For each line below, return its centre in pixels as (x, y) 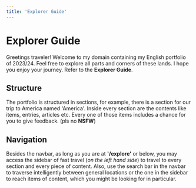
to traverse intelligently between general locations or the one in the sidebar (97, 173)
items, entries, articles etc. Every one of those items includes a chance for (96, 115)
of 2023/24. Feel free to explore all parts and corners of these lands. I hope (98, 63)
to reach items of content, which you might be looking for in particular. (91, 179)
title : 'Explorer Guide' (36, 11)
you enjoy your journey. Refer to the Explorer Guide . (69, 70)
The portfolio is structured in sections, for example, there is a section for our (99, 102)
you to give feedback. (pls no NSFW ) (51, 121)
